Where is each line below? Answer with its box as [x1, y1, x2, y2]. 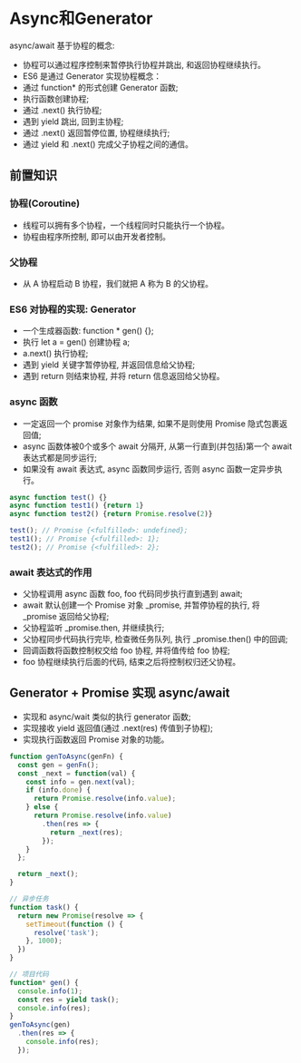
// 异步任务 [9, 894, 50, 903]
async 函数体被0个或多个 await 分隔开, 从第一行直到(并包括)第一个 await [22, 441, 293, 452]
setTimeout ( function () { [25, 920, 124, 929]
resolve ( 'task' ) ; [33, 928, 100, 937]
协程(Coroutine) [9, 197, 81, 210]
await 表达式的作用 [9, 566, 92, 579]
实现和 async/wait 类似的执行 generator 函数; [22, 711, 191, 722]
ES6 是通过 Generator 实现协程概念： [22, 70, 161, 82]
